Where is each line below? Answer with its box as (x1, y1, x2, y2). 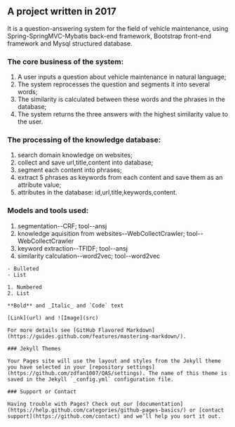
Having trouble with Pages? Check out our (7, 400, 133, 407)
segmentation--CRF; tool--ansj (17, 221, 107, 230)
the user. (17, 117, 43, 126)
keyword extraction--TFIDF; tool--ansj (17, 244, 128, 252)
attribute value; (17, 180, 62, 189)
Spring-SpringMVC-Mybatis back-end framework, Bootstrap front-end (7, 32, 212, 40)
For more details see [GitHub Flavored (7, 327, 124, 334)
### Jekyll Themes (7, 345, 61, 352)
